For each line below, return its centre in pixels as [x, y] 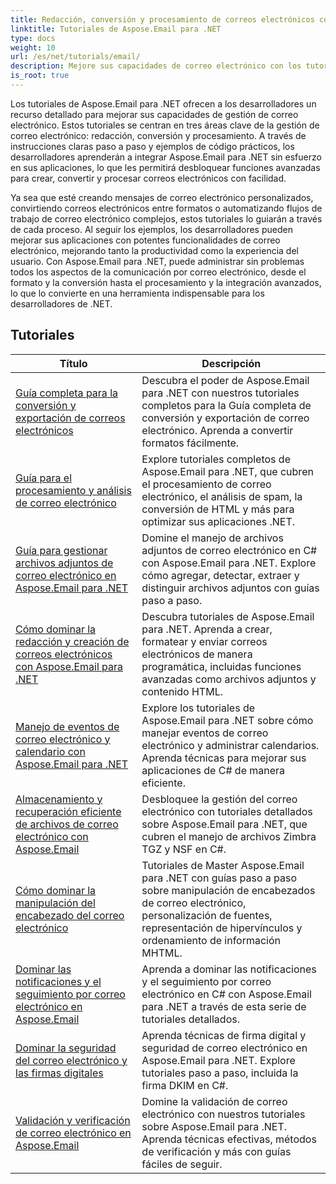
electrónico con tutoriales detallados [227, 811]
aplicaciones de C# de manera [213, 770]
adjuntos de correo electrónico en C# [229, 550]
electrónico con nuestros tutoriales [223, 1114]
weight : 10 [33, 47]
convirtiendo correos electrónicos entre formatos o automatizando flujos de [166, 208]
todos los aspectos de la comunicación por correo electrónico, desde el [158, 272]
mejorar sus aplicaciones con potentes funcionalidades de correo [145, 240]
